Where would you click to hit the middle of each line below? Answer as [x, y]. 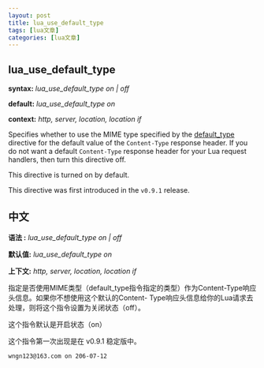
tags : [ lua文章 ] [33, 30]
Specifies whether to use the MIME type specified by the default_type [121, 134]
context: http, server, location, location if [75, 119]
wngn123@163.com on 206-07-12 [58, 356]
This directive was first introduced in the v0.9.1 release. [99, 190]
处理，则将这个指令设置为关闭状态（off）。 [77, 307]
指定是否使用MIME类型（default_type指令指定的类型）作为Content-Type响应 [132, 287]
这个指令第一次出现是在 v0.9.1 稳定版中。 [74, 341]
